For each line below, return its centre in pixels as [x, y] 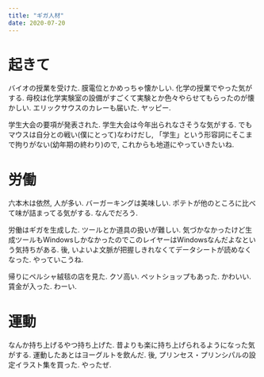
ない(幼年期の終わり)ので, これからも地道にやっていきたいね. [135, 144]
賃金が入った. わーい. [43, 287]
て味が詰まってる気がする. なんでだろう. [73, 213]
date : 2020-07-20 [37, 23]
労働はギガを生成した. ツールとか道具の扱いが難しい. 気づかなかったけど [127, 230]
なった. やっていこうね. [46, 260]
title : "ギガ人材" [36, 15]
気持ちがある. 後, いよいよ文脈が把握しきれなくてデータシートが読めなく [133, 250]
